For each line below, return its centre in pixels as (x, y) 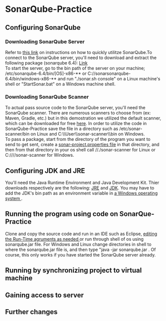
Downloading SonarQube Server (45, 42)
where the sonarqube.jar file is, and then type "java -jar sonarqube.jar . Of (81, 250)
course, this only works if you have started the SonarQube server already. (81, 255)
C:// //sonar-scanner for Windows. (40, 155)
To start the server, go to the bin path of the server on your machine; (75, 68)
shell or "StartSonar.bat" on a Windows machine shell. (60, 84)
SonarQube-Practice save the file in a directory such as (62, 129)
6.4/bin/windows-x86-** (31, 78)
